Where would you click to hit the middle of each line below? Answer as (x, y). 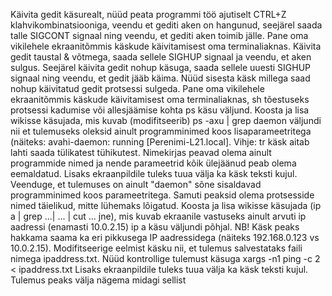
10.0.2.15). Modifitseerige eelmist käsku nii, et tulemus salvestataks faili (156, 248)
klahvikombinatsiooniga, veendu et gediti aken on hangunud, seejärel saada (166, 25)
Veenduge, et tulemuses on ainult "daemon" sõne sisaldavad (136, 184)
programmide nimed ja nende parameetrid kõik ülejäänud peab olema (153, 163)
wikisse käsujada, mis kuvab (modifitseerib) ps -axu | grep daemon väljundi (166, 120)
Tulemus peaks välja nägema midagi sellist (98, 280)
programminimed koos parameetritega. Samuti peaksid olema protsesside (162, 195)
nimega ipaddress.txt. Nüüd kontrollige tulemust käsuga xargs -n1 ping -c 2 (165, 258)
